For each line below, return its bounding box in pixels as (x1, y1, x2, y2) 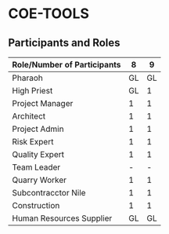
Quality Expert (12, 149, 65, 159)
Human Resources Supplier (12, 213, 113, 224)
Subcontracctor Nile (12, 188, 86, 198)
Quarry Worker (12, 174, 67, 185)
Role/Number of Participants (12, 60, 121, 70)
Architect (12, 111, 46, 122)
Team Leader (12, 162, 61, 173)
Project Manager (12, 98, 74, 108)
